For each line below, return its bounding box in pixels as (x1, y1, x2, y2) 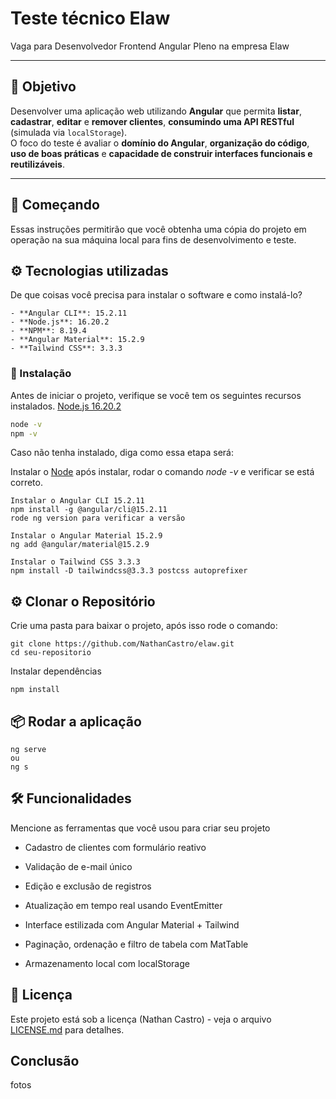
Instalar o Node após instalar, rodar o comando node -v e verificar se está (10, 466, 315, 478)
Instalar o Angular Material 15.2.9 (10, 531, 163, 541)
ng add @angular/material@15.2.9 (10, 540, 150, 550)
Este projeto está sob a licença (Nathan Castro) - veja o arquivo (10, 1013, 272, 1025)
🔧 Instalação (10, 367, 72, 381)
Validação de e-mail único (24, 860, 133, 872)
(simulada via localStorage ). (10, 126, 128, 138)
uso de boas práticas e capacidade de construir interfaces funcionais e (10, 147, 313, 159)
